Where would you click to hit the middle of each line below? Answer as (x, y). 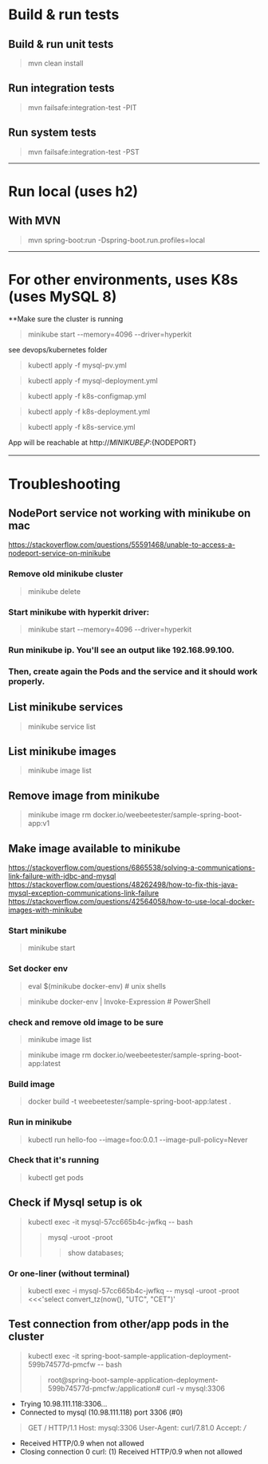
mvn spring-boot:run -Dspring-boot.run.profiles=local (116, 240)
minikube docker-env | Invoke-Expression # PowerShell (119, 1002)
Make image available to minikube (95, 848)
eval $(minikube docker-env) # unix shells (97, 986)
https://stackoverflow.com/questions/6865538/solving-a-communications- (132, 868)
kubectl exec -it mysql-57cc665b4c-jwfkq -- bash (110, 1222)
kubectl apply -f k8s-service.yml (81, 427)
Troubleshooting (65, 484)
